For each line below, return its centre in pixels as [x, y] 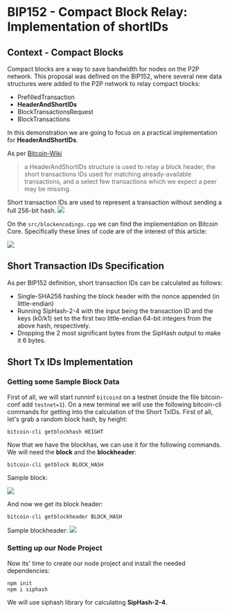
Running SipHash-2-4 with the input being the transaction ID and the [115, 311]
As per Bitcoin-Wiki [35, 153]
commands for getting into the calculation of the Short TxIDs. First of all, [110, 411]
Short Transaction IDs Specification [86, 266]
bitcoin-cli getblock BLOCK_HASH [55, 465]
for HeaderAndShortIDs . [43, 140]
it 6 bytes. [32, 340]
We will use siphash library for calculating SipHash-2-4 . [87, 602]
